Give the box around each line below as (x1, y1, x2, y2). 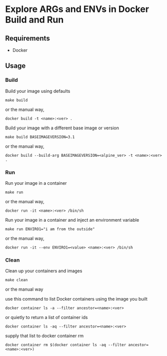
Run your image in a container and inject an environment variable (5, 217, 139, 223)
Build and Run (5, 14, 64, 25)
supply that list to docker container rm (5, 333, 84, 339)
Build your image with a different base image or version (5, 125, 119, 131)
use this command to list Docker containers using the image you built (5, 296, 147, 302)
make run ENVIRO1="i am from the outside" (5, 226, 95, 232)
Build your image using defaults (5, 88, 70, 94)
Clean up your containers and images (5, 268, 82, 274)
